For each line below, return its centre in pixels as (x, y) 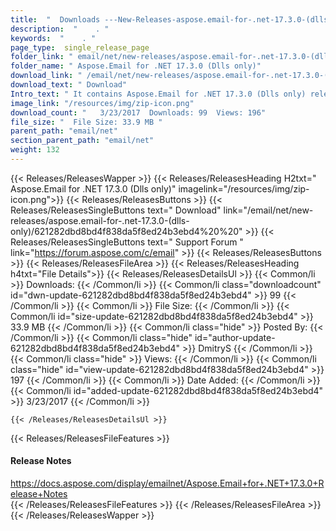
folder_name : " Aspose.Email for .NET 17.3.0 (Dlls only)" (136, 66)
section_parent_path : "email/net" (82, 141)
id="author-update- (235, 337)
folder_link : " (42, 57)
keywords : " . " (53, 38)
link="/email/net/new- (268, 210)
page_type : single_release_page (80, 47)
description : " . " (60, 29)
